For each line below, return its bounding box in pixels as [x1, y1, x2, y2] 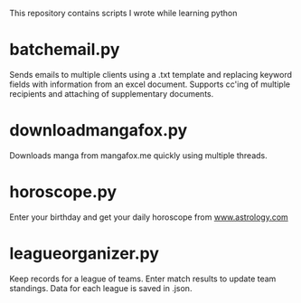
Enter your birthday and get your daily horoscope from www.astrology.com [9, 212, 289, 223]
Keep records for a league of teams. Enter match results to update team [9, 273, 277, 284]
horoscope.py [9, 182, 118, 203]
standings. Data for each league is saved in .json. [9, 282, 193, 293]
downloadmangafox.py [9, 120, 188, 141]
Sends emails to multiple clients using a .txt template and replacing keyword [9, 69, 292, 80]
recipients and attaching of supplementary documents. [9, 88, 214, 99]
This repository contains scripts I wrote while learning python [9, 8, 238, 18]
